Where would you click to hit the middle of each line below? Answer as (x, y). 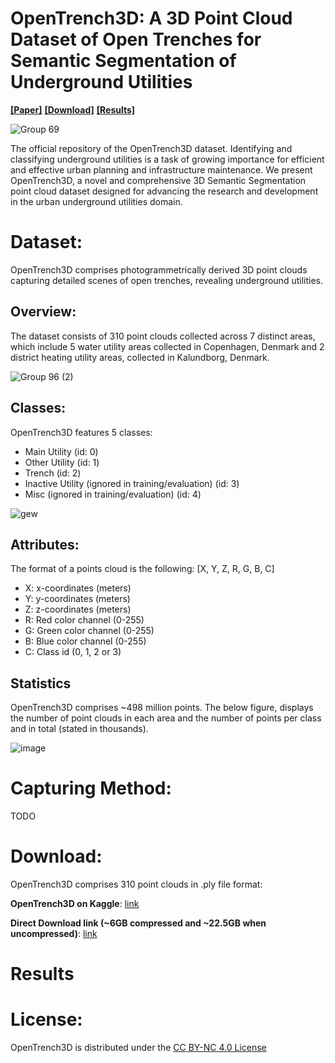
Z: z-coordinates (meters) (78, 609)
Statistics (41, 683)
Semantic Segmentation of (123, 61)
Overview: (43, 312)
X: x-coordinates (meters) (78, 588)
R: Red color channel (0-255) (84, 620)
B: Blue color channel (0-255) (85, 641)
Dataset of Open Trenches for (136, 39)
